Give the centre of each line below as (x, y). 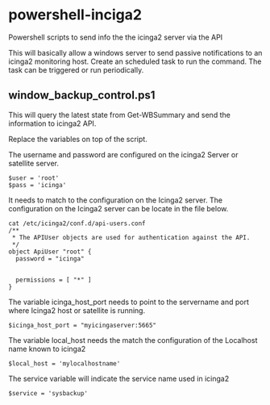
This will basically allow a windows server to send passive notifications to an (135, 52)
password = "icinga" (50, 259)
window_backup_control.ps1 (82, 96)
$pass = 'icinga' (37, 185)
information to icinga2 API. (52, 123)
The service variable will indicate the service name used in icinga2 (119, 378)
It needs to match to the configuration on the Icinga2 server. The (116, 200)
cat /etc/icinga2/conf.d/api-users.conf (77, 223)
